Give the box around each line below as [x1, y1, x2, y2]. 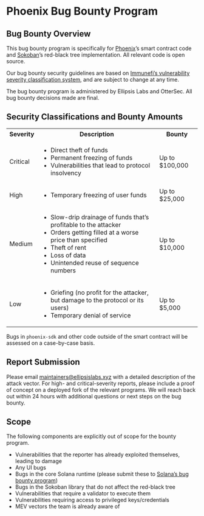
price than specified [50, 236, 108, 244]
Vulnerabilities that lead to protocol [50, 161, 151, 169]
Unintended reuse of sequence [50, 258, 139, 267]
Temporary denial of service [50, 311, 131, 319]
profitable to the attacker [50, 221, 121, 229]
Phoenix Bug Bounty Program [6, 4, 158, 18]
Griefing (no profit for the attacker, [50, 288, 149, 297]
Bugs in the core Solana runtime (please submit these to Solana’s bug [15, 470, 189, 478]
